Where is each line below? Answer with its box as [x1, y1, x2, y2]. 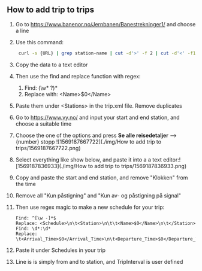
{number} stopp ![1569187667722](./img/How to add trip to [15, 138, 161, 145]
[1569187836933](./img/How [15, 162, 87, 169]
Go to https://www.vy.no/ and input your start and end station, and [15, 114, 180, 121]
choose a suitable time [15, 120, 72, 127]
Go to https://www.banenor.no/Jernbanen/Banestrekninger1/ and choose [15, 20, 196, 28]
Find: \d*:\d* [15, 226, 51, 232]
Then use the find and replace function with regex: [15, 72, 141, 80]
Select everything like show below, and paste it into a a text [15, 156, 162, 163]
